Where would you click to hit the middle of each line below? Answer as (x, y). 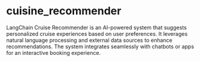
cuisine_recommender (64, 11)
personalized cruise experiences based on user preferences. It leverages (97, 33)
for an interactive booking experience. (54, 52)
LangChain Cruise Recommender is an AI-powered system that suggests (96, 27)
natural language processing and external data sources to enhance (89, 40)
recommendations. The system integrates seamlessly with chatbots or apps (100, 46)
